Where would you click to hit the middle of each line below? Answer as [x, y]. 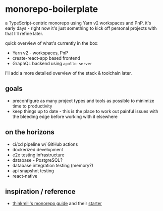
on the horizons [30, 132]
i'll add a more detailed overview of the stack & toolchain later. [69, 73]
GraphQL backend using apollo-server [52, 63]
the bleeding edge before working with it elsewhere [65, 116]
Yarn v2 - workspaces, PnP [40, 53]
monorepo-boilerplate [52, 9]
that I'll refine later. [24, 33]
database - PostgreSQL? [37, 160]
